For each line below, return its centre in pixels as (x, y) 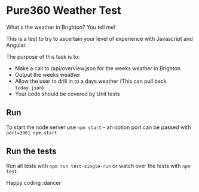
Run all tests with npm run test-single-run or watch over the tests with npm (98, 166)
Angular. (16, 45)
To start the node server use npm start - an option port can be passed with (99, 127)
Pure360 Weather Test (64, 10)
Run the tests (31, 151)
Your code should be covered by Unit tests (68, 94)
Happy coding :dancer (34, 182)
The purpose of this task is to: (43, 56)
